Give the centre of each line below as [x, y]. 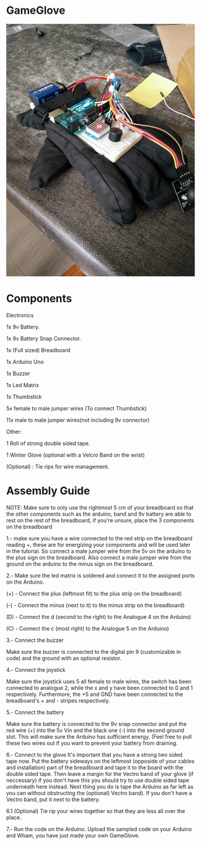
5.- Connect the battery [35, 712]
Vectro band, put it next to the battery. [53, 799]
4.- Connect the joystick [36, 670]
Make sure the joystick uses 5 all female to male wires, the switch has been [99, 681]
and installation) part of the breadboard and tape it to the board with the [95, 767]
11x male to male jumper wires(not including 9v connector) [78, 420]
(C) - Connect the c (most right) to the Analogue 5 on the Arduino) [88, 628]
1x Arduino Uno [25, 362]
